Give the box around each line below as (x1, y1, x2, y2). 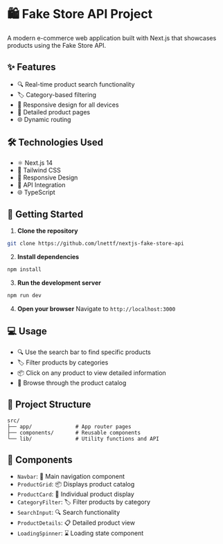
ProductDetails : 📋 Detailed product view (17, 518, 135, 527)
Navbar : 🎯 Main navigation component (17, 473, 125, 481)
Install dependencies (17, 253, 80, 261)
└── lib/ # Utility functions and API (7, 435, 159, 442)
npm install (7, 266, 42, 273)
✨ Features (7, 61, 56, 73)
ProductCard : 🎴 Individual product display (17, 490, 135, 498)
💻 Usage (7, 326, 47, 337)
